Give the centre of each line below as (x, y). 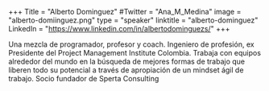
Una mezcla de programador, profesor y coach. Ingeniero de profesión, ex (132, 44)
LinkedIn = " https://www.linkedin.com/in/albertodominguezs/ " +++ (119, 29)
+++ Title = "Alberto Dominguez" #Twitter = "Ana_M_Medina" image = (125, 12)
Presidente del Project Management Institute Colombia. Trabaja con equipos (135, 53)
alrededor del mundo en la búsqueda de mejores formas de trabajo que (127, 61)
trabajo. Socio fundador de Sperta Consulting (84, 79)
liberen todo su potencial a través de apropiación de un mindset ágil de (126, 70)
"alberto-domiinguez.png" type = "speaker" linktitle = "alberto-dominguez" (133, 20)
